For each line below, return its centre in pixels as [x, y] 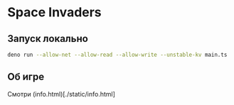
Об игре [26, 77]
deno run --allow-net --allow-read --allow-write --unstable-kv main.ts [117, 55]
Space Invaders [54, 12]
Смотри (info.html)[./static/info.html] [62, 94]
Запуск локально [48, 39]
